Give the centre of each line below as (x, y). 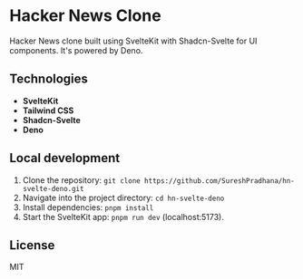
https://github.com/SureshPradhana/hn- (219, 181)
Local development (65, 158)
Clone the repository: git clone (81, 180)
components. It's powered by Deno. (76, 50)
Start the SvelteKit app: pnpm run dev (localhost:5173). (123, 216)
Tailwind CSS (48, 111)
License (32, 245)
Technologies (49, 79)
